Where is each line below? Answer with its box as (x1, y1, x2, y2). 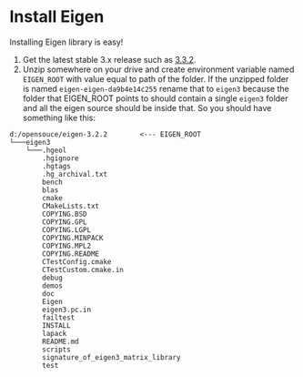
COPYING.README (42, 249, 100, 259)
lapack (42, 329, 67, 338)
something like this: (22, 112, 96, 123)
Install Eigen (9, 6, 105, 27)
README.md (42, 337, 79, 346)
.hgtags (42, 161, 71, 170)
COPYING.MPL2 (42, 241, 92, 250)
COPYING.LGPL (42, 225, 92, 234)
